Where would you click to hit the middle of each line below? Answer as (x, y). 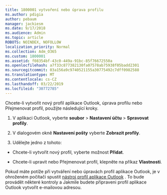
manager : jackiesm (24, 24)
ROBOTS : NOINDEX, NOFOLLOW (33, 42)
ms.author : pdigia (24, 14)
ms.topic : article (24, 38)
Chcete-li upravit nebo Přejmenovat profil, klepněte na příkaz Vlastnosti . (87, 162)
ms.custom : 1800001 (25, 56)
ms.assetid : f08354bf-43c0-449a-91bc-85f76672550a (59, 61)
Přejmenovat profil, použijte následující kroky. (52, 108)
